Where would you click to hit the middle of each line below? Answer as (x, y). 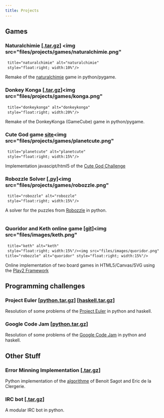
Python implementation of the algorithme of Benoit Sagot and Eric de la (78, 381)
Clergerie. (15, 387)
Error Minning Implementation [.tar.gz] (53, 370)
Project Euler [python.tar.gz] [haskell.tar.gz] (60, 300)
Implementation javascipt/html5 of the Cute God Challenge (65, 166)
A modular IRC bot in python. (35, 410)
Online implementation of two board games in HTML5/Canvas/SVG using (80, 265)
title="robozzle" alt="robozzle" (42, 196)
